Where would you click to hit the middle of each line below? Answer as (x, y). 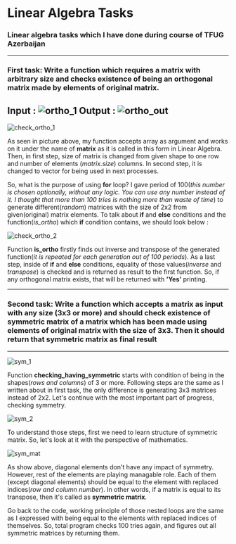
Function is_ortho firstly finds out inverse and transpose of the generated (113, 249)
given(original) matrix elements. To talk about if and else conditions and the (117, 215)
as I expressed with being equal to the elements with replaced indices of (112, 518)
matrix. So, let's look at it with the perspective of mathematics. (98, 439)
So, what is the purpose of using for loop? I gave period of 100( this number (116, 185)
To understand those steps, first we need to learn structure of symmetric (112, 432)
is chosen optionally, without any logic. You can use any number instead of (116, 192)
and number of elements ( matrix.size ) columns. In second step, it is (105, 164)
